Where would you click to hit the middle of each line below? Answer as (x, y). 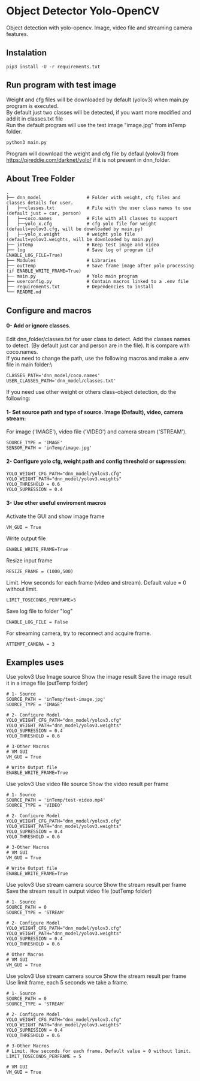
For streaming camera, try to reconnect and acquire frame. (79, 633)
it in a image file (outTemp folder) (47, 683)
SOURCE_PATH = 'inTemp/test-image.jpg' (56, 700)
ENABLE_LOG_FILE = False (37, 622)
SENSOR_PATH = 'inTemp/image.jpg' (49, 448)
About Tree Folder (40, 178)
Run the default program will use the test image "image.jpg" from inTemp (96, 125)
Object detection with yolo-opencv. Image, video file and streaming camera (99, 28)
